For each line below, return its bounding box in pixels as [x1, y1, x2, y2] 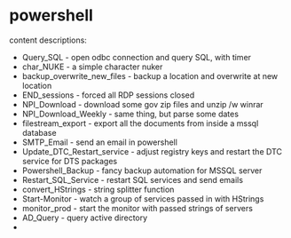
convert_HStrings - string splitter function [21, 184, 175, 194]
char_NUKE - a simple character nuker [21, 61, 163, 72]
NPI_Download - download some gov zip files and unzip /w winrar [21, 99, 263, 109]
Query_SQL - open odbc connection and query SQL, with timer [21, 52, 251, 62]
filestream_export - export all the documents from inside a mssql [21, 117, 259, 129]
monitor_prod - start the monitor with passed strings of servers [21, 202, 253, 213]
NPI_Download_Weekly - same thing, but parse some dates [21, 108, 240, 119]
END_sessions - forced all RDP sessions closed [21, 90, 195, 100]
